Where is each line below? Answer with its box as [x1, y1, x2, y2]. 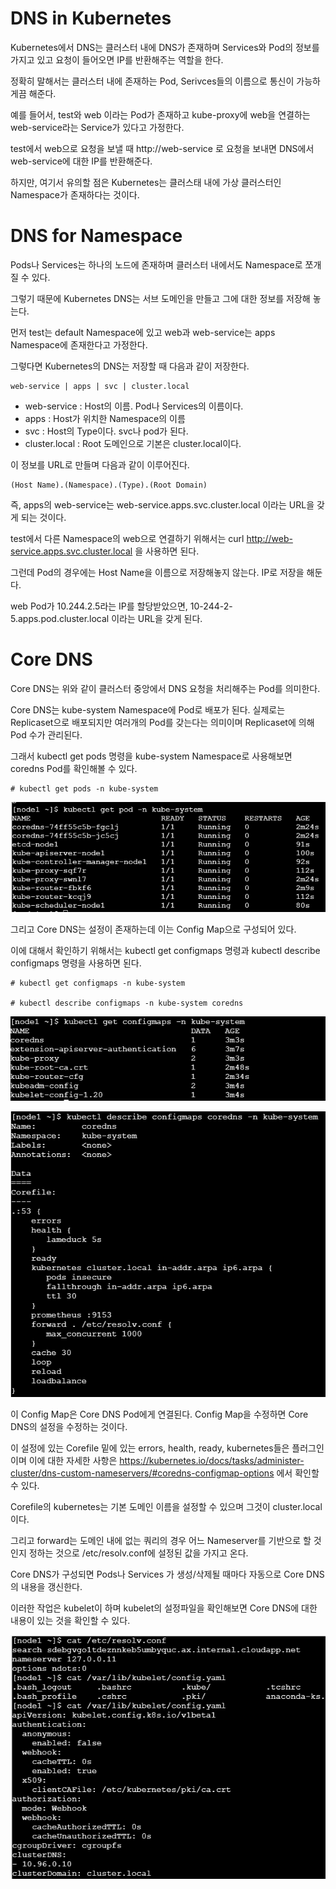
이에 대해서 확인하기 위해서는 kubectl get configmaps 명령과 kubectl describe [10, 944, 321, 956]
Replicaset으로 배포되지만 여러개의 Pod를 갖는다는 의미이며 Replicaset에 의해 [10, 716, 315, 728]
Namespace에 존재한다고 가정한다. [10, 338, 148, 351]
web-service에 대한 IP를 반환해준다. [10, 155, 153, 167]
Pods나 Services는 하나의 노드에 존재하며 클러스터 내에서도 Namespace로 [10, 258, 303, 271]
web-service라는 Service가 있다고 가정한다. [10, 121, 185, 133]
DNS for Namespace [10, 225, 183, 247]
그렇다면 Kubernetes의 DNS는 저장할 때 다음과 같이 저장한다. [10, 360, 250, 372]
